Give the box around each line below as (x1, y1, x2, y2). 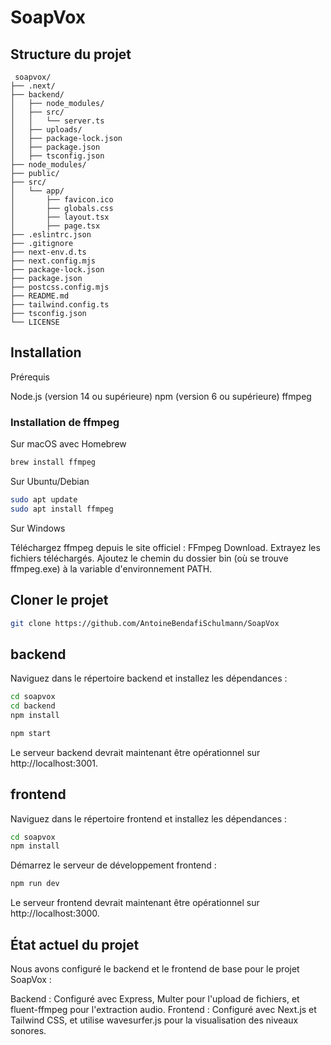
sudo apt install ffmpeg (10, 504, 114, 514)
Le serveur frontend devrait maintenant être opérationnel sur (10, 897, 260, 909)
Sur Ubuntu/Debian (10, 475, 90, 487)
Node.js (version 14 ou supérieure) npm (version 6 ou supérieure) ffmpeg (10, 390, 312, 402)
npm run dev (10, 879, 60, 889)
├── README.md (10, 291, 70, 301)
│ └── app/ (10, 186, 65, 196)
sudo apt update (10, 494, 78, 505)
